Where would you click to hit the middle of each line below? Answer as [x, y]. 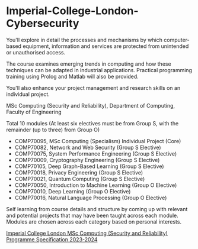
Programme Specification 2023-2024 [52, 239]
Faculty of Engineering [34, 112]
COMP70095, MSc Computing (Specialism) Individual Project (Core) [98, 141]
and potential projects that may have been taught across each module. [92, 215]
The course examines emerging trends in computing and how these [89, 64]
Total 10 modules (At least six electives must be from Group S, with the [92, 123]
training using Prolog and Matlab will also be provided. [73, 76]
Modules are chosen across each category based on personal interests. [94, 221]
